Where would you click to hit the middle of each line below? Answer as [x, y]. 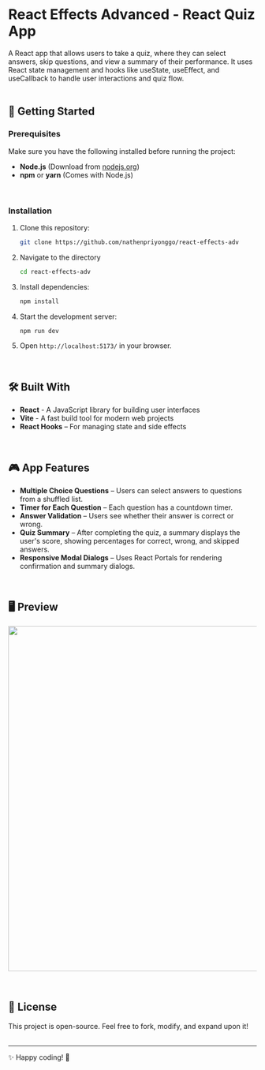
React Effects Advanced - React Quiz [132, 15]
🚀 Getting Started [52, 112]
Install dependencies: [54, 286]
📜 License [33, 1007]
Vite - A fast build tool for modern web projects [97, 418]
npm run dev [39, 331]
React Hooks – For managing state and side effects [103, 427]
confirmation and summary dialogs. [77, 567]
